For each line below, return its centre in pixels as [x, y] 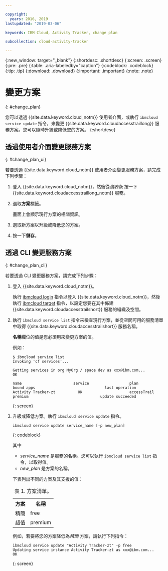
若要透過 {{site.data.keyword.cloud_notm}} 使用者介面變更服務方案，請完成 [83, 170]
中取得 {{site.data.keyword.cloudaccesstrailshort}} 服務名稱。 [76, 326]
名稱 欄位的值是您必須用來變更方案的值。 [54, 337]
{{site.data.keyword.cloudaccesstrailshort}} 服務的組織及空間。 [78, 309]
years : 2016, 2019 [29, 19]
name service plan [75, 383]
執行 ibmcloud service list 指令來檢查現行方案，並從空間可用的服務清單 [88, 320]
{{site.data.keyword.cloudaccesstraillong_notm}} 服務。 [70, 193]
